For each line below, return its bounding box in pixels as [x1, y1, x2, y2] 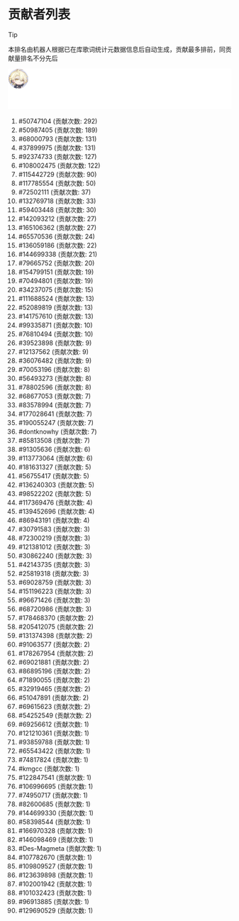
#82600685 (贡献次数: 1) [18, 800, 91, 809]
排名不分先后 [20, 54, 58, 62]
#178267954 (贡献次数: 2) [18, 649, 94, 658]
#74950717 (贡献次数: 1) [18, 791, 88, 800]
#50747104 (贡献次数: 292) [18, 117, 98, 126]
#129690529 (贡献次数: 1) [18, 906, 94, 915]
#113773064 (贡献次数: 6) [18, 454, 93, 463]
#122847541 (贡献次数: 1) [18, 773, 91, 782]
